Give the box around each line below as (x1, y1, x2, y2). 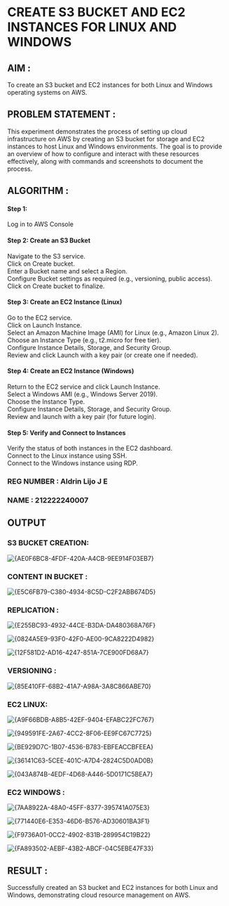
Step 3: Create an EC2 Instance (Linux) (7, 298, 123, 306)
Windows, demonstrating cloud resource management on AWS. (7, 891, 190, 900)
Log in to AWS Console (7, 220, 74, 228)
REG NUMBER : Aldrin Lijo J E (7, 477, 108, 486)
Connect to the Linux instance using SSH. (7, 451, 127, 460)
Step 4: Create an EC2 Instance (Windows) (7, 367, 134, 375)
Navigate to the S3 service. (7, 252, 86, 260)
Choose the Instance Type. (7, 398, 85, 406)
